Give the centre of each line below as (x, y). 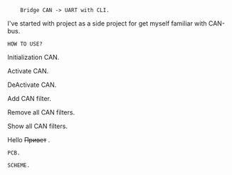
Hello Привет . (29, 140)
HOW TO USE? (25, 44)
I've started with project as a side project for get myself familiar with (107, 23)
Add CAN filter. (30, 99)
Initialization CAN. (33, 57)
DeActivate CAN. (32, 85)
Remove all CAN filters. (41, 112)
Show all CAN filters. (37, 126)
